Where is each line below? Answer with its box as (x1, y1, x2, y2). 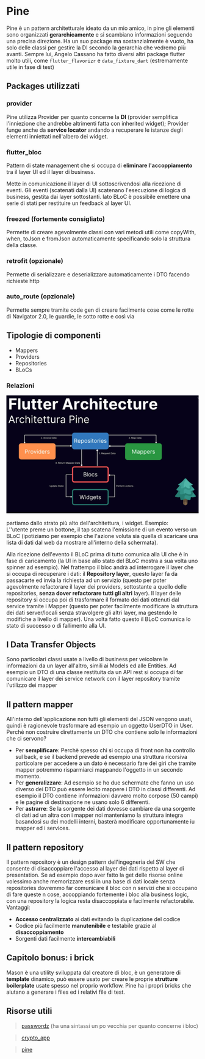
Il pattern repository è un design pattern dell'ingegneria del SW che (6, 858, 176, 866)
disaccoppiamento (15, 928, 64, 936)
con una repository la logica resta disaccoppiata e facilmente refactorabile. (6, 897, 195, 904)
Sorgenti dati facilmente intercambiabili (15, 935, 116, 942)
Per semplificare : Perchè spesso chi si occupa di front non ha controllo (15, 747, 195, 754)
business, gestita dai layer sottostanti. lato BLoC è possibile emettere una (6, 193, 191, 200)
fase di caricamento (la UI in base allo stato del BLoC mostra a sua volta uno (6, 557, 198, 564)
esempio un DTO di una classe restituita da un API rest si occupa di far (6, 669, 184, 676)
